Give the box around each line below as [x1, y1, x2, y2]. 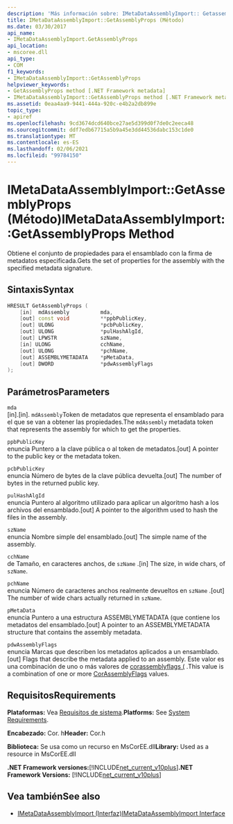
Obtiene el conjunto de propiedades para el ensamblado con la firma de [7, 249, 213, 257]
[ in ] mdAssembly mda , [19, 309, 113, 316]
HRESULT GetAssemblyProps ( [7, 302, 89, 309]
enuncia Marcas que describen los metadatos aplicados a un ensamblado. [7, 648, 220, 656]
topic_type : [7, 107, 42, 114]
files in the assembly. [7, 513, 68, 522]
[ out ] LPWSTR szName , [19, 334, 123, 341]
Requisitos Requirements [7, 689, 116, 701]
